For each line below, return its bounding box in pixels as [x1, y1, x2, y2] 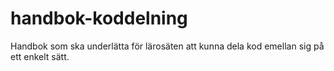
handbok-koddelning [10, 7, 188, 30]
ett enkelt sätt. [10, 50, 70, 62]
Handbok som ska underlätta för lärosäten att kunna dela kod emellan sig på [10, 40, 325, 52]
